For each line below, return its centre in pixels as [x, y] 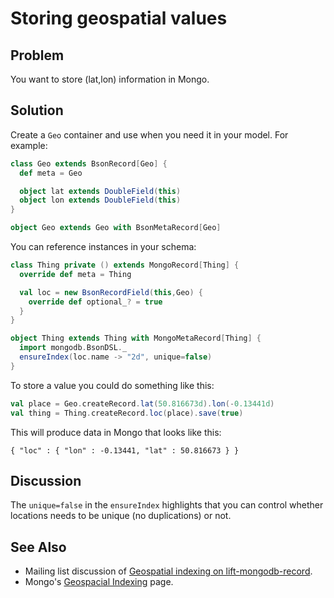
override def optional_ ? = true [95, 302]
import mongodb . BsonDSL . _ [73, 348]
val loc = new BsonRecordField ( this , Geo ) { [111, 292]
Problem [37, 55]
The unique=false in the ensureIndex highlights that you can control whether [167, 505]
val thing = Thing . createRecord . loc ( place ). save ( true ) [127, 413]
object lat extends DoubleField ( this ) [100, 191]
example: [29, 145]
